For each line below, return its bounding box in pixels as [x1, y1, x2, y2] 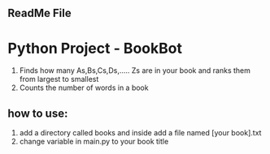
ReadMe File [7, 6, 72, 20]
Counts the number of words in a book [19, 83, 149, 92]
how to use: [7, 106, 68, 120]
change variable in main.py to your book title [19, 137, 169, 147]
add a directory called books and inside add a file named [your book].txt [19, 128, 262, 138]
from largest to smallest [19, 75, 99, 84]
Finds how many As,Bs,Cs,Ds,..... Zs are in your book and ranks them [19, 66, 251, 75]
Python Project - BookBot [7, 39, 182, 58]
